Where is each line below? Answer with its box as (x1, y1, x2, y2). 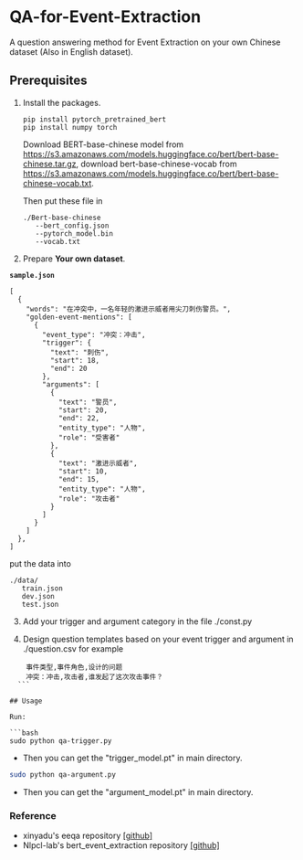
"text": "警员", (57, 398, 118, 407)
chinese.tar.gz (22, 158, 77, 169)
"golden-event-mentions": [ (26, 313, 132, 322)
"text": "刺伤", (49, 347, 110, 357)
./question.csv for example (22, 642, 124, 654)
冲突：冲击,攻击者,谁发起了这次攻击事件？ (26, 672, 163, 682)
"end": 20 (49, 364, 89, 373)
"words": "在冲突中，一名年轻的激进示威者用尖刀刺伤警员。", (26, 304, 232, 313)
